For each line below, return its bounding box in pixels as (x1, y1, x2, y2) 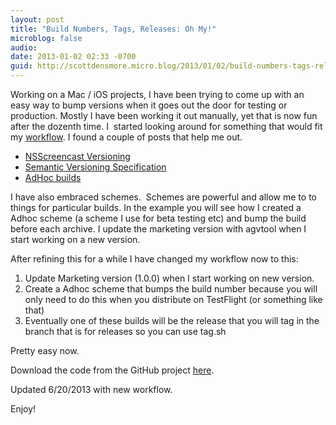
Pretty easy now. (10, 345, 80, 356)
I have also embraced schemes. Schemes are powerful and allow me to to (10, 191, 317, 203)
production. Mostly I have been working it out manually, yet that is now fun (10, 110, 318, 121)
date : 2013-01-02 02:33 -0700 (10, 52, 137, 62)
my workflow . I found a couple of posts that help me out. (10, 131, 243, 143)
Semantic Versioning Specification (24, 161, 167, 173)
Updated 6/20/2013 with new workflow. (10, 384, 173, 395)
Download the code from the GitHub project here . (10, 364, 215, 376)
